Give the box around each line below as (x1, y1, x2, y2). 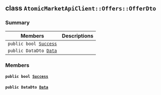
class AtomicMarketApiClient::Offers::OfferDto (5, 4, 156, 13)
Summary (5, 19, 30, 26)
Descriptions (62, 32, 93, 39)
